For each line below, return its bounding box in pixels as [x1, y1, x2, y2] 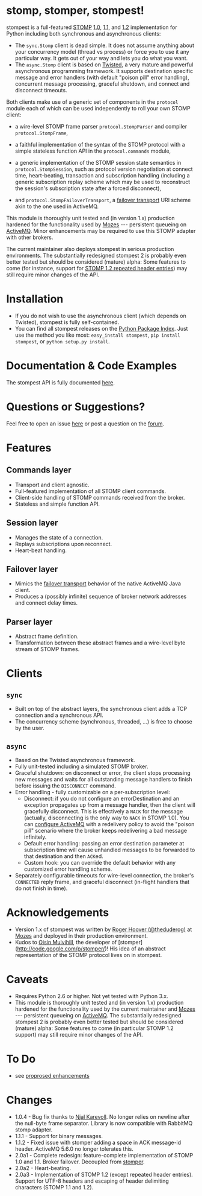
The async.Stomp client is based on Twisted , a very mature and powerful [14, 61, 194, 68]
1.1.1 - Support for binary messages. [14, 1132, 103, 1139]
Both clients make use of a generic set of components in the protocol [6, 98, 179, 106]
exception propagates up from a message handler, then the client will [23, 801, 195, 809]
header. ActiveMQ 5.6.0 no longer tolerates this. [14, 1145, 134, 1153]
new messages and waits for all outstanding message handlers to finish [14, 776, 192, 783]
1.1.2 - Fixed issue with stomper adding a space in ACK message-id [14, 1139, 182, 1146]
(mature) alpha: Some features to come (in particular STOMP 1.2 [14, 1024, 174, 1032]
